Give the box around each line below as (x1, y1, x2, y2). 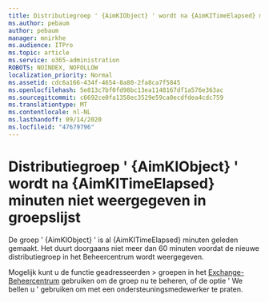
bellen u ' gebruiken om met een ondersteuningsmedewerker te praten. (8, 284, 243, 294)
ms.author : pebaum (8, 19, 70, 27)
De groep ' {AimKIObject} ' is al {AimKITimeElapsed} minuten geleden (8, 235, 239, 244)
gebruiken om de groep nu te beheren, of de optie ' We (61, 276, 243, 285)
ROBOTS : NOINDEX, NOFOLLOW (8, 64, 98, 72)
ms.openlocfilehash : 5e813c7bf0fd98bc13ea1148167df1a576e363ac (8, 85, 224, 94)
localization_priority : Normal (8, 71, 113, 79)
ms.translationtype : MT (8, 101, 88, 109)
